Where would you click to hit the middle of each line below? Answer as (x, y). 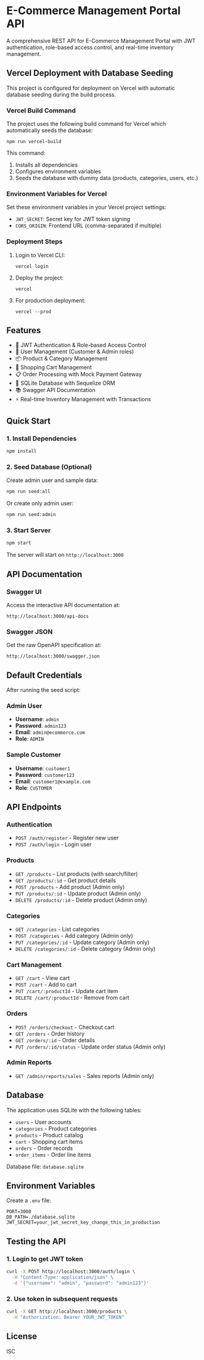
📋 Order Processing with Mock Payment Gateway (78, 374)
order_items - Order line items (53, 1154)
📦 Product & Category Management (61, 359)
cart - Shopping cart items (49, 1141)
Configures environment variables (58, 171)
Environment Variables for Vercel (57, 194)
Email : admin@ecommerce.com (50, 733)
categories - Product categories (56, 1128)
